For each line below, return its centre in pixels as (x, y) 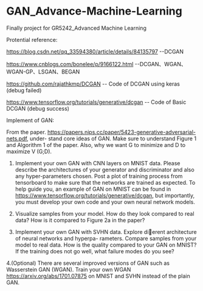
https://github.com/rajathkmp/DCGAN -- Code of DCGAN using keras (93, 84)
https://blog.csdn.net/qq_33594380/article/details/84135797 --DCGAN (95, 51)
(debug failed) (24, 90)
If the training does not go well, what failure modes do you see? (95, 251)
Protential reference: (32, 39)
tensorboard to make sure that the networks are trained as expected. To (105, 182)
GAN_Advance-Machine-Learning (94, 11)
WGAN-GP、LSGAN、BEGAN (43, 72)
